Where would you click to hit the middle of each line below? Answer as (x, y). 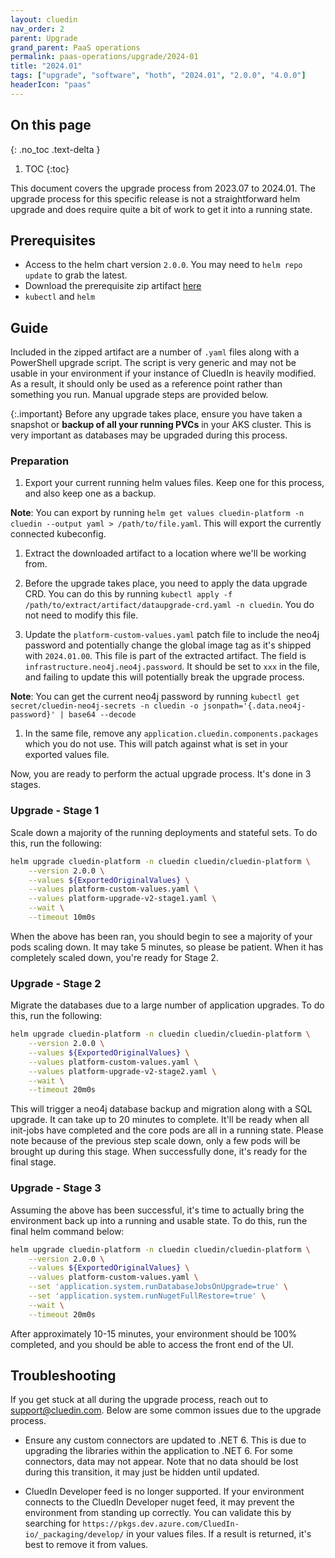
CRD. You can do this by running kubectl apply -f (128, 594)
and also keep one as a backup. (90, 493)
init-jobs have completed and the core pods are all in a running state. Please (167, 1130)
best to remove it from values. (86, 1545)
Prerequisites (53, 240)
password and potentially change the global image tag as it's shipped (168, 645)
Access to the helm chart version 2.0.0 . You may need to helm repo (163, 265)
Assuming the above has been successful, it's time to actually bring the (157, 1210)
